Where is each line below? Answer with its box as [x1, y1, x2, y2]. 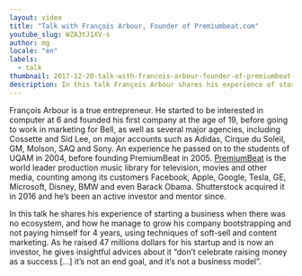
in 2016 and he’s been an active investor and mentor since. [9, 191, 226, 201]
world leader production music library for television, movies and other [9, 162, 268, 173]
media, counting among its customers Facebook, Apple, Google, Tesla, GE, [9, 172, 287, 183]
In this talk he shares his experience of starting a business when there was [9, 208, 286, 218]
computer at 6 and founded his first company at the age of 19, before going [9, 114, 289, 125]
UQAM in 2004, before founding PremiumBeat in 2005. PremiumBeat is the [9, 152, 287, 163]
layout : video [9, 13, 63, 22]
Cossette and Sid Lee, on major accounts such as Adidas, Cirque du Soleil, [9, 133, 286, 144]
